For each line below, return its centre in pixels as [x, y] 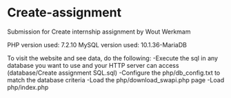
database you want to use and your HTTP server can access [93, 65]
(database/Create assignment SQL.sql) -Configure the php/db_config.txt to [114, 73]
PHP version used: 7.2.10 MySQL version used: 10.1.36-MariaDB [97, 45]
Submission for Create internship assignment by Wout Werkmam [99, 32]
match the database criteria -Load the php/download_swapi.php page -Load [116, 79]
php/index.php [28, 87]
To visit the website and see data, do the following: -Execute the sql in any [113, 58]
